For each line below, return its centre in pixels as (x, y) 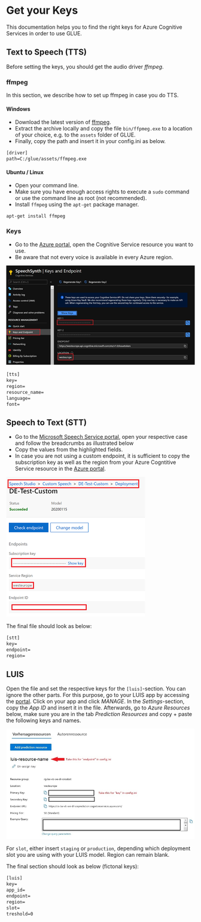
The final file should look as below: (49, 626)
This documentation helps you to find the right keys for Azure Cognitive (94, 27)
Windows (18, 109)
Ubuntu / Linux (25, 172)
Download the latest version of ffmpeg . (63, 122)
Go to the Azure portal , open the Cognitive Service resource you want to (104, 244)
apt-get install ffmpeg (36, 216)
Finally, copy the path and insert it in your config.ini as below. (90, 141)
